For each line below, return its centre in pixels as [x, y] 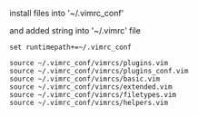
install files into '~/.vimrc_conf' [67, 13]
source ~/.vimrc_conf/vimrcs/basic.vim [85, 79]
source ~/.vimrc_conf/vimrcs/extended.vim [91, 87]
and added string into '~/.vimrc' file [75, 30]
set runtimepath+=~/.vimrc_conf [70, 47]
